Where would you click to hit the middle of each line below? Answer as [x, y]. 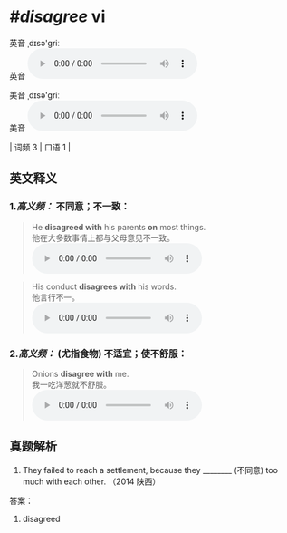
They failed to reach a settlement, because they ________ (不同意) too [150, 470]
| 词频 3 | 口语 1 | [40, 147]
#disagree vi [57, 17]
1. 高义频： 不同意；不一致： [70, 207]
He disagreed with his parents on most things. [119, 227]
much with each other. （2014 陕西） [91, 481]
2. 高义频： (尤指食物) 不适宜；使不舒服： [98, 354]
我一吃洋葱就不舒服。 [71, 384]
